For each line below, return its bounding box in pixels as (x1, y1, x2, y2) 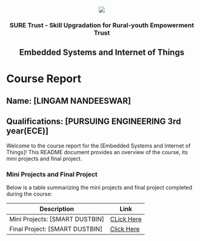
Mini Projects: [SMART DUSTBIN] (9, 215, 104, 223)
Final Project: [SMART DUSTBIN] (9, 225, 103, 233)
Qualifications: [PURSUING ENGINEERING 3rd (6, 117, 181, 127)
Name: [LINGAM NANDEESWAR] (6, 95, 132, 106)
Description (39, 205, 75, 213)
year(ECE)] (6, 126, 48, 136)
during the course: (6, 191, 53, 197)
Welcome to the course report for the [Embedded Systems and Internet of (6, 142, 191, 149)
